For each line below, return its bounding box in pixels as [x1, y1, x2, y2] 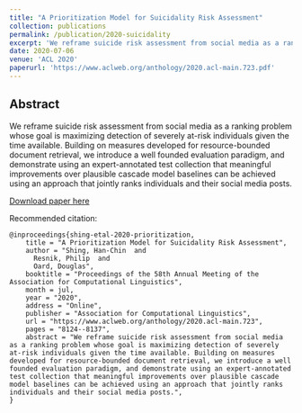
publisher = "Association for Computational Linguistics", [25, 309, 252, 318]
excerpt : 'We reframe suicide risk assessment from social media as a [9, 38, 280, 48]
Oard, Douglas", [32, 262, 94, 271]
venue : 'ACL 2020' [9, 55, 78, 64]
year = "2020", [25, 293, 83, 302]
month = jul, [25, 285, 75, 294]
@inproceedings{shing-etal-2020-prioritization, [9, 230, 195, 239]
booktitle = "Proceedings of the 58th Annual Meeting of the [25, 269, 259, 279]
